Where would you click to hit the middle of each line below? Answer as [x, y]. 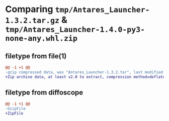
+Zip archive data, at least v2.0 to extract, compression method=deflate [85, 77]
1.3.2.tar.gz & [36, 20]
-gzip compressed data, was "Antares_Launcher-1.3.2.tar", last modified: [85, 72]
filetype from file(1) [36, 56]
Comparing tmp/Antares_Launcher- [77, 9]
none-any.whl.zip [41, 38]
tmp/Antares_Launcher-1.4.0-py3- [75, 30]
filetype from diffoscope [44, 93]
